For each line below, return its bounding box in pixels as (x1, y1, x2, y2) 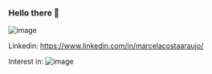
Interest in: (8, 56, 44, 67)
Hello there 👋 (8, 7, 60, 18)
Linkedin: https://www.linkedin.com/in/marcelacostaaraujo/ (8, 41, 204, 51)
